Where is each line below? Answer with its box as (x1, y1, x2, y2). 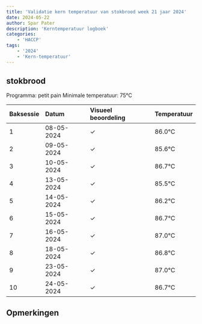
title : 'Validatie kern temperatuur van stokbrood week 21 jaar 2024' (6, 8, 187, 15)
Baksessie (9, 110, 40, 118)
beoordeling (90, 114, 126, 122)
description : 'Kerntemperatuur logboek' (6, 25, 109, 32)
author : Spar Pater (6, 20, 55, 26)
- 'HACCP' (17, 37, 42, 43)
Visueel (90, 106, 112, 114)
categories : (6, 31, 36, 37)
